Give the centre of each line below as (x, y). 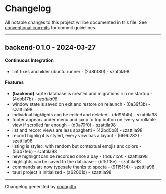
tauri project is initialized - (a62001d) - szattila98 (62, 172)
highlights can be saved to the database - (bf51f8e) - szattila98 (77, 161)
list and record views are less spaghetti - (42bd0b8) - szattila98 (77, 130)
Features (14, 82)
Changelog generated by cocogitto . (41, 186)
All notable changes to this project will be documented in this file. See (76, 22)
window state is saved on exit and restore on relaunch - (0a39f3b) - (81, 104)
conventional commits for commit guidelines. (51, 27)
